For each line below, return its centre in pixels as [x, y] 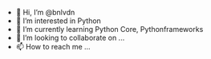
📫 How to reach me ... [53, 47]
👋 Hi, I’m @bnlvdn [45, 12]
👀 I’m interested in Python [59, 21]
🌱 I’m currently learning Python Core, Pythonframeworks [110, 29]
